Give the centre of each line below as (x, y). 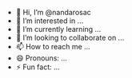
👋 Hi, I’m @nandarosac (54, 12)
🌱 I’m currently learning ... (58, 29)
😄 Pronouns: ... (42, 58)
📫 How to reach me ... (53, 47)
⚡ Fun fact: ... (38, 67)
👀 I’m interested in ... (50, 21)
